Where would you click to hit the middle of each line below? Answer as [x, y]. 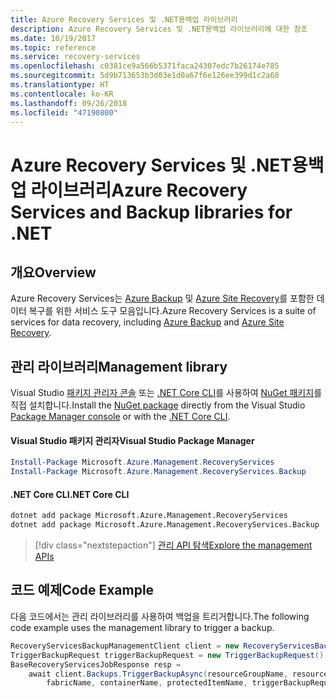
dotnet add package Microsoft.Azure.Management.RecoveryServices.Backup [165, 525]
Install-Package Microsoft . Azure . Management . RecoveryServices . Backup [158, 472]
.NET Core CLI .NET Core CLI [70, 494]
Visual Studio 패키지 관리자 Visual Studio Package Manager [132, 440]
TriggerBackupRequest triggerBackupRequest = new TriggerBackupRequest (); [169, 655]
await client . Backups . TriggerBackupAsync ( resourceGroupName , [158, 674]
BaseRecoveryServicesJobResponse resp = [96, 664]
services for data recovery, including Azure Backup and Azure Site [147, 322]
